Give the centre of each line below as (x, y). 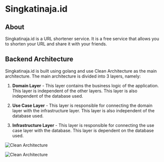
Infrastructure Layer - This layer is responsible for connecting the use (83, 125)
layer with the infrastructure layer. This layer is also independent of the (83, 110)
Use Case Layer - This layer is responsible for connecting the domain (82, 105)
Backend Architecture (39, 59)
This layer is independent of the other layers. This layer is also (75, 91)
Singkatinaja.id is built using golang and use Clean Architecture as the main (81, 71)
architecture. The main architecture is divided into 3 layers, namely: (73, 76)
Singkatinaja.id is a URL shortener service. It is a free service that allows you (82, 39)
